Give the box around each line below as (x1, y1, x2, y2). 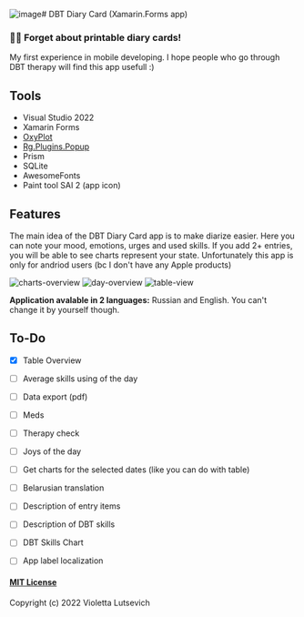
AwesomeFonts (22, 170, 81, 181)
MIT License (9, 577, 57, 588)
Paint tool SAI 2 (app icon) (22, 180, 121, 191)
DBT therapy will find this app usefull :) (9, 62, 155, 73)
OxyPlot (22, 132, 53, 143)
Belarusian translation (22, 482, 105, 493)
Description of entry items (22, 501, 121, 511)
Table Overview (22, 355, 82, 366)
